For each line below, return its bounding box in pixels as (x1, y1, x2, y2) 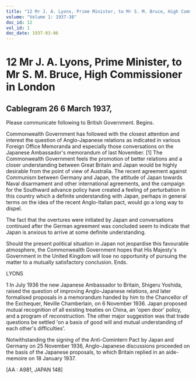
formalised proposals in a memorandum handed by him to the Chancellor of (6, 294, 188, 301)
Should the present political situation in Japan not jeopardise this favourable (6, 240, 189, 247)
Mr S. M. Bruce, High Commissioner (6, 68, 183, 81)
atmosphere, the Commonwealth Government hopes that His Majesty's (6, 246, 177, 253)
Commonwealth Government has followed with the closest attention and (6, 130, 180, 137)
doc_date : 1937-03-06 (6, 30, 59, 36)
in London (6, 80, 55, 94)
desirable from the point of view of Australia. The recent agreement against (6, 168, 187, 175)
